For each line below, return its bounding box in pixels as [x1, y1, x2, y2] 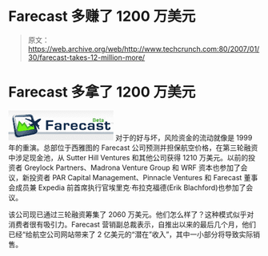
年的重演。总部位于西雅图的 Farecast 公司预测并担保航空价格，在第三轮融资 [8, 143, 258, 152]
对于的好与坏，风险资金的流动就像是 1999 [114, 132, 253, 142]
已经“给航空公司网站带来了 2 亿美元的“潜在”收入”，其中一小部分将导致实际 [8, 229, 254, 239]
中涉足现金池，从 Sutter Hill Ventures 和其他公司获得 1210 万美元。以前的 [8, 152, 249, 162]
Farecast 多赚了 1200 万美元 [8, 7, 196, 26]
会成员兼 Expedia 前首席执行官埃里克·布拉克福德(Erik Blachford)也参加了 [8, 183, 246, 192]
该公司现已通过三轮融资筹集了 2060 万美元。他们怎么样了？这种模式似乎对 [8, 209, 254, 219]
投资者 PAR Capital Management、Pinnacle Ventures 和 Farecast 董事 [29, 172, 258, 182]
